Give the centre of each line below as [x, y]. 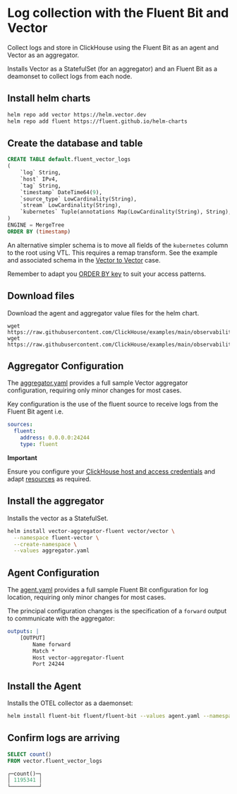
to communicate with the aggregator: [61, 618]
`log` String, [41, 173]
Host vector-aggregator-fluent [79, 658]
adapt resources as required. [49, 479]
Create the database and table [75, 143]
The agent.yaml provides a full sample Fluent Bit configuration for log [108, 590]
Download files [41, 296]
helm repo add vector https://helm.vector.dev [77, 114]
